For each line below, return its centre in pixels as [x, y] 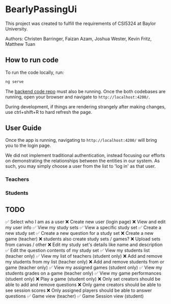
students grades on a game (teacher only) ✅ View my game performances [83, 273]
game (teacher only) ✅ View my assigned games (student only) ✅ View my [84, 267]
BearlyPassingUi [41, 9]
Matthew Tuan [20, 44]
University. [17, 28]
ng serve [15, 82]
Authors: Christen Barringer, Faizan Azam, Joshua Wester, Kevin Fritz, [78, 39]
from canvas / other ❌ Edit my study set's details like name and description [84, 245]
